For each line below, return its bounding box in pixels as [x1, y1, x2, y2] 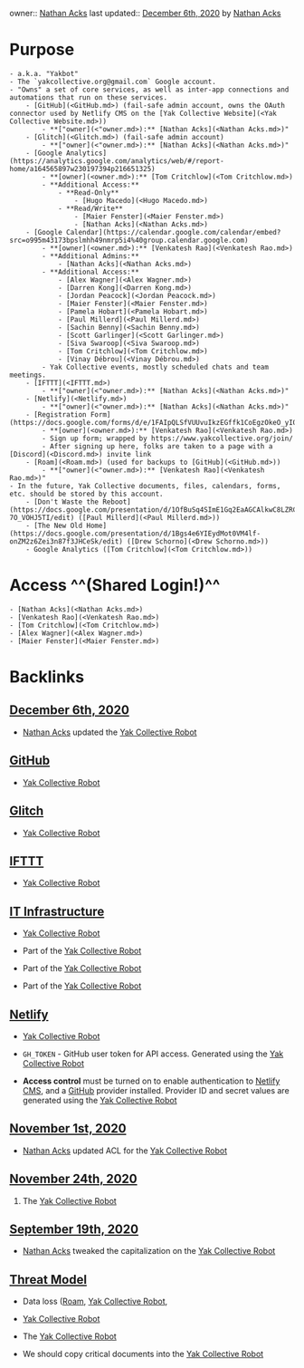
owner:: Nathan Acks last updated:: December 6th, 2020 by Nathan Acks [9, 8, 281, 18]
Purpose [9, 40, 75, 60]
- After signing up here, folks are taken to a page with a [42, 441, 273, 451]
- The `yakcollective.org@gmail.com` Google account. [9, 77, 217, 86]
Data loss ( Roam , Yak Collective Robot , [22, 1296, 168, 1307]
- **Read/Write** [57, 204, 124, 213]
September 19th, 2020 [9, 1221, 138, 1237]
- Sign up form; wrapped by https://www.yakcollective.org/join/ [42, 434, 294, 443]
